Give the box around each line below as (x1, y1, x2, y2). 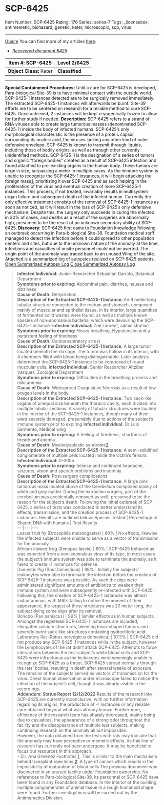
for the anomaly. (17, 540, 50, 546)
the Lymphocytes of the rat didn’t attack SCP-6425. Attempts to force (17, 644, 157, 650)
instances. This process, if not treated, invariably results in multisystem (5, 189, 148, 194)
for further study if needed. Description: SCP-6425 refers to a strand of (5, 116, 150, 122)
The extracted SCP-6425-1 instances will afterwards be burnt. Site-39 (5, 100, 146, 106)
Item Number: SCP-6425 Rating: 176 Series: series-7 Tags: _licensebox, (5, 19, 149, 25)
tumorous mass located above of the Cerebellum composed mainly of (17, 483, 158, 489)
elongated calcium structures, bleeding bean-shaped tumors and (17, 623, 148, 629)
